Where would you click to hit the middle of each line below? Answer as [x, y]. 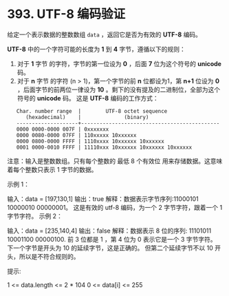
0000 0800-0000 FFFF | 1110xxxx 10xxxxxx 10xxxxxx [90, 141]
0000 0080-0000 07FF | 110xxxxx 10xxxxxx [76, 135]
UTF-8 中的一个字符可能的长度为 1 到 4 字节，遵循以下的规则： [96, 49]
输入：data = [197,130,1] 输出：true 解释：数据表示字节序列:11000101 [103, 199]
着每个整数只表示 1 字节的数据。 [52, 169]
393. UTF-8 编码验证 [66, 14]
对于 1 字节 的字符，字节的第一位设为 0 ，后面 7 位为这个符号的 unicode [119, 63]
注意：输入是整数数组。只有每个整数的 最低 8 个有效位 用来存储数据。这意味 [115, 161]
